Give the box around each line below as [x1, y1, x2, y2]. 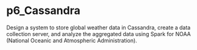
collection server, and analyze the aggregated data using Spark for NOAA [6, 30, 191, 37]
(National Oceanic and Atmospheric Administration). [6, 37, 137, 44]
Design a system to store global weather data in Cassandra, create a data [6, 24, 191, 31]
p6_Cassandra [6, 4, 81, 18]
